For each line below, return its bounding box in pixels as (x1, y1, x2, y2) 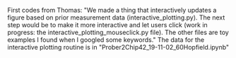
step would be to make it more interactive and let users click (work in (7, 21, 208, 29)
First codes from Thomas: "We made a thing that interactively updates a (7, 6, 217, 14)
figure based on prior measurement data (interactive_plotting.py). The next (7, 13, 225, 22)
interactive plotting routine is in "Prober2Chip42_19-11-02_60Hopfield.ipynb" (7, 43, 230, 51)
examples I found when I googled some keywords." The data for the (7, 36, 205, 44)
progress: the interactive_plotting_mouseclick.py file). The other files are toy (7, 28, 230, 36)
